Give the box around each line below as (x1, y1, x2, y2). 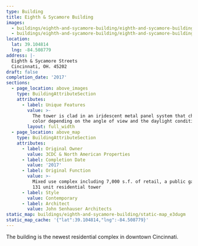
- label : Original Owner (21, 146, 83, 152)
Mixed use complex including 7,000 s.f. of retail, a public (32, 179, 186, 185)
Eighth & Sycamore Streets (11, 58, 78, 64)
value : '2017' (27, 162, 62, 168)
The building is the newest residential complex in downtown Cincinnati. (6, 233, 179, 240)
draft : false (6, 69, 38, 75)
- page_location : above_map (11, 129, 81, 136)
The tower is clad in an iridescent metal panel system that (32, 113, 186, 119)
